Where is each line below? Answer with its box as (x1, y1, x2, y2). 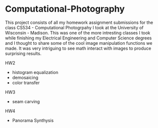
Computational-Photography (5, 3, 125, 15)
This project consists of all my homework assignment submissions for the (5, 19, 153, 25)
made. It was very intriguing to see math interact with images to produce (5, 45, 152, 51)
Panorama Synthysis (12, 117, 54, 123)
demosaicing (12, 74, 39, 80)
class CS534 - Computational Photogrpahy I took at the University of (5, 24, 144, 30)
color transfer (12, 79, 40, 86)
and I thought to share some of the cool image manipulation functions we (5, 40, 153, 46)
